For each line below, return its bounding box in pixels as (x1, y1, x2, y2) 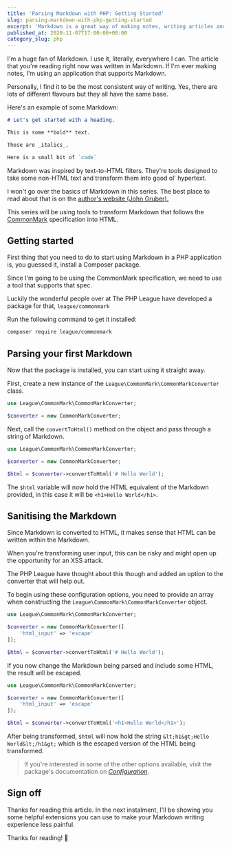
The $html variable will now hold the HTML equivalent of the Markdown (7, 483, 210, 491)
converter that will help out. (7, 577, 85, 586)
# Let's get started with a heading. (7, 116, 115, 124)
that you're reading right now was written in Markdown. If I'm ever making (7, 62, 217, 70)
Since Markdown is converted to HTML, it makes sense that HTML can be (7, 529, 217, 537)
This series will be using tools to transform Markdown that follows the (7, 207, 204, 216)
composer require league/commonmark (7, 329, 112, 336)
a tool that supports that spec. (7, 281, 93, 289)
